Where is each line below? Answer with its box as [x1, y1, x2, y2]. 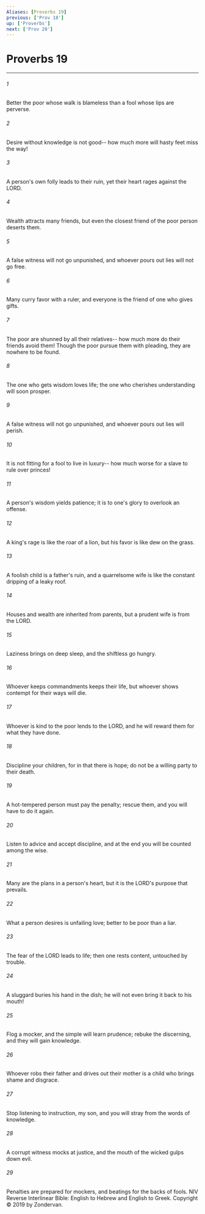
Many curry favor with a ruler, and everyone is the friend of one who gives [6, 296, 193, 303]
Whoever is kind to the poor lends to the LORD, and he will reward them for [6, 722, 195, 730]
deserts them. [6, 224, 41, 231]
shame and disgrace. [6, 1076, 59, 1083]
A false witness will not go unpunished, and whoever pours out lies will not [6, 257, 194, 264]
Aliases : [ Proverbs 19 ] [6, 9, 67, 15]
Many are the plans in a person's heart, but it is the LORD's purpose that [6, 880, 188, 887]
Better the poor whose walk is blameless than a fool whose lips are [6, 99, 174, 107]
